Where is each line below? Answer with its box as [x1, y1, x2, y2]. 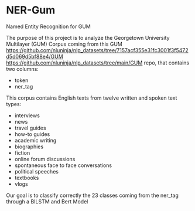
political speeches [14, 168, 59, 175]
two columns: [6, 65, 39, 72]
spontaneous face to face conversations [14, 162, 112, 169]
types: [6, 100, 22, 107]
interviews [14, 112, 40, 119]
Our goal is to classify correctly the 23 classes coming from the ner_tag [6, 192, 179, 199]
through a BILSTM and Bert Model [6, 198, 88, 205]
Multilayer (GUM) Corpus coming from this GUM [6, 40, 123, 47]
